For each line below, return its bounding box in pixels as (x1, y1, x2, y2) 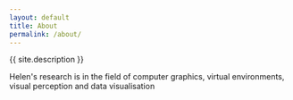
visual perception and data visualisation (9, 81, 155, 92)
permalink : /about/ (9, 29, 82, 38)
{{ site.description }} (9, 54, 85, 65)
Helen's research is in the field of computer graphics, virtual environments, (9, 71, 285, 82)
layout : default (9, 12, 70, 22)
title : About (9, 21, 58, 30)
